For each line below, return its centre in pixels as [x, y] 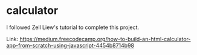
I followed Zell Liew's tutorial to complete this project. [73, 27]
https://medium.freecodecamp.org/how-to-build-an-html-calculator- [105, 39]
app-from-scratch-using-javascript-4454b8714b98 [70, 45]
